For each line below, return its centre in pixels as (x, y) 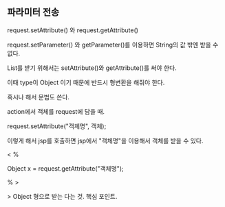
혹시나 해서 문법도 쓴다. (39, 97)
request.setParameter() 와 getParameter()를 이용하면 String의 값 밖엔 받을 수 (113, 45)
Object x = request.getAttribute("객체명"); (65, 168)
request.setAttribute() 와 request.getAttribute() (73, 30)
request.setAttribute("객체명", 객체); (57, 126)
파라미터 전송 (33, 12)
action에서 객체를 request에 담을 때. (56, 111)
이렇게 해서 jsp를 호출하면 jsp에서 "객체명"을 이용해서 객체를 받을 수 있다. (105, 141)
